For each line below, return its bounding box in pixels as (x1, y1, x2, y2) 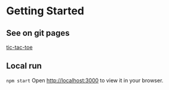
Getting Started (6, 4, 85, 18)
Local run (6, 61, 42, 71)
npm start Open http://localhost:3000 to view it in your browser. (6, 76, 164, 84)
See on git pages (6, 28, 70, 38)
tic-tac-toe (6, 44, 33, 51)
